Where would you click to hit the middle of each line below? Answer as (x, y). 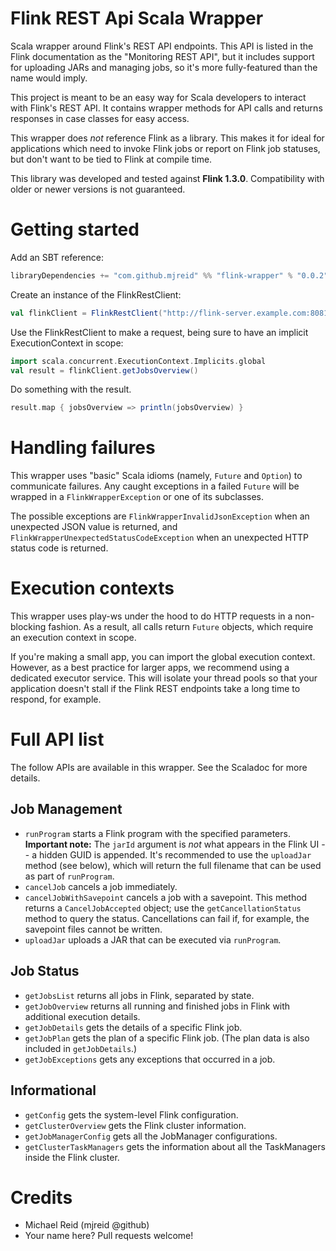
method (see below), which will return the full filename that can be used (173, 865)
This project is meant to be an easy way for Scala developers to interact (158, 97)
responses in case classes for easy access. (100, 118)
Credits (41, 1197)
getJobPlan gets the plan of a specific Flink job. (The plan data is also (167, 1038)
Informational (53, 1090)
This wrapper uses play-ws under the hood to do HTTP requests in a (151, 616)
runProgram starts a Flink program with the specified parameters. (157, 833)
